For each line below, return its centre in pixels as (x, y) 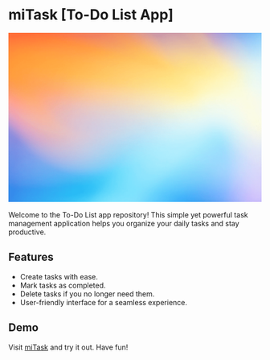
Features (31, 257)
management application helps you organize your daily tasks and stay (124, 224)
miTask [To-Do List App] (91, 15)
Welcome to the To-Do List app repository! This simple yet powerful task (128, 215)
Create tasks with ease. (59, 276)
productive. (27, 232)
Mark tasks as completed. (63, 285)
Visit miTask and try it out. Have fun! (68, 347)
